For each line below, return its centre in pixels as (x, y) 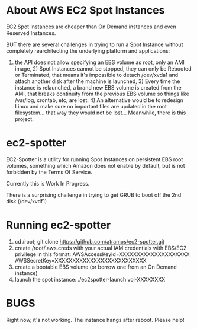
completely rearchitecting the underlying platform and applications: (88, 50)
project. (24, 119)
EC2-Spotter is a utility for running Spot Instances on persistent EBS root (95, 159)
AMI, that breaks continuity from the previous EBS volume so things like (102, 94)
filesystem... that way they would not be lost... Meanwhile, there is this (100, 113)
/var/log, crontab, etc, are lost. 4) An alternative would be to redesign (99, 100)
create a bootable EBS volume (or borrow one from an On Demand (96, 267)
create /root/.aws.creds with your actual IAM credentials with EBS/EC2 (101, 248)
